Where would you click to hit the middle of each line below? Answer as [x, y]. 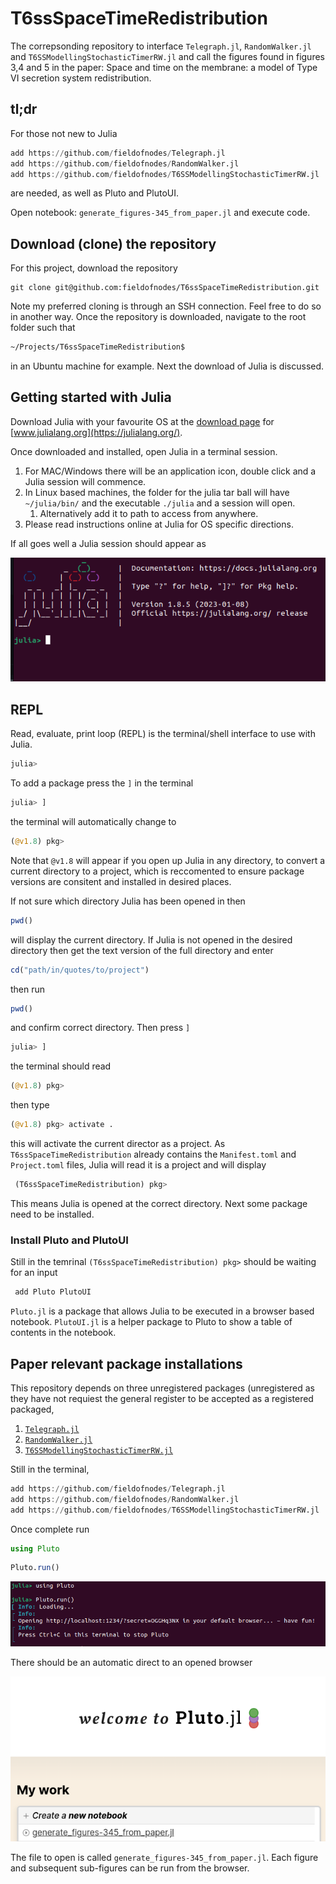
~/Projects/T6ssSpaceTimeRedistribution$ [98, 347]
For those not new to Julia [64, 133]
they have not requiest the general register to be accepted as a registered [162, 1398]
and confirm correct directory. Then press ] [100, 1028]
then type [30, 1105]
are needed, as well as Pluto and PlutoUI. [95, 193]
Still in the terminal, [50, 1469]
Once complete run [50, 1529]
